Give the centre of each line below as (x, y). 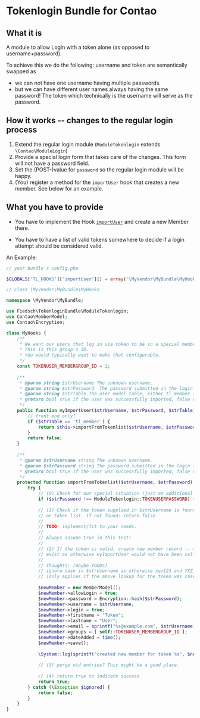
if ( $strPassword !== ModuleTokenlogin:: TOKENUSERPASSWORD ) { (117, 499)
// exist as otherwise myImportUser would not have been (110, 554)
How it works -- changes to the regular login (90, 121)
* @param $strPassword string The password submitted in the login (105, 466)
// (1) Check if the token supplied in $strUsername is (109, 510)
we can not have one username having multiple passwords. (87, 83)
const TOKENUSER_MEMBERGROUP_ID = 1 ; (64, 366)
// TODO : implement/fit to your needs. (87, 527)
